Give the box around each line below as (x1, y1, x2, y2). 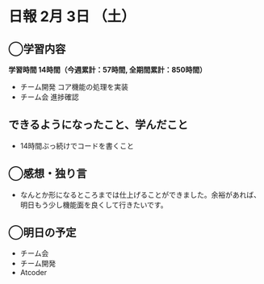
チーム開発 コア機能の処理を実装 (19, 82, 129, 91)
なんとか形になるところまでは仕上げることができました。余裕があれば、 (19, 190, 261, 199)
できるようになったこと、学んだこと (8, 118, 188, 132)
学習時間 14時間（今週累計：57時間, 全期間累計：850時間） (8, 65, 207, 74)
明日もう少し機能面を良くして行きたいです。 (19, 199, 168, 210)
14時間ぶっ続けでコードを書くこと (19, 140, 135, 150)
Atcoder (19, 268, 48, 278)
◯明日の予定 (8, 226, 77, 240)
